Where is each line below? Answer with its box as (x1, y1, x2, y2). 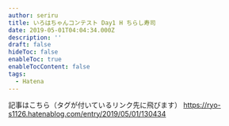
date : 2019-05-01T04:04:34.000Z (8, 26, 115, 34)
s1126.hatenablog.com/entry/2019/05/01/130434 (8, 109, 166, 118)
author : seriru (8, 11, 59, 20)
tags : (8, 70, 26, 78)
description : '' (8, 33, 62, 42)
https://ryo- (183, 100, 221, 109)
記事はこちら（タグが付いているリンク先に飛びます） (8, 100, 182, 109)
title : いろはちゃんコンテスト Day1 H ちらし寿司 (8, 19, 156, 27)
